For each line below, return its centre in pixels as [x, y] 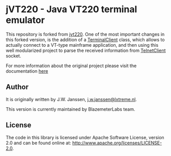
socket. [13, 56]
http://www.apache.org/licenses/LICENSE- [117, 143]
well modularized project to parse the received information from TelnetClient [86, 50]
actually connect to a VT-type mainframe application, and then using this [82, 45]
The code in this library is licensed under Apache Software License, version [85, 137]
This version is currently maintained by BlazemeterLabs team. [70, 109]
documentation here [27, 71]
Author [17, 87]
